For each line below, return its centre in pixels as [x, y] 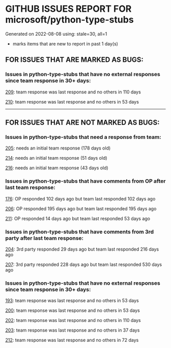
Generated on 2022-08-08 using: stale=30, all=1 [56, 34]
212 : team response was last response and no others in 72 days [72, 340]
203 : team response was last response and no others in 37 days [73, 330]
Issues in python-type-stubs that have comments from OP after [85, 181]
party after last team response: [45, 238]
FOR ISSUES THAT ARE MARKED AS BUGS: [75, 60]
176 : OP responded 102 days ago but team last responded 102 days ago [80, 198]
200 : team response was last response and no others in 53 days [73, 310]
